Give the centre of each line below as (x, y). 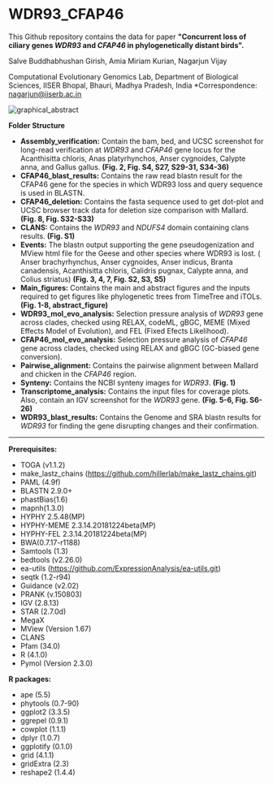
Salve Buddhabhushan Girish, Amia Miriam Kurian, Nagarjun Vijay (118, 61)
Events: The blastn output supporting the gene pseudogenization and (137, 244)
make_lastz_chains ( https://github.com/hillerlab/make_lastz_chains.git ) (139, 473)
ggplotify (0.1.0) (46, 746)
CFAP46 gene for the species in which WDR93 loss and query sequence (141, 184)
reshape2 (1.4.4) (48, 772)
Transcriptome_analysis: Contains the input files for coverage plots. (135, 391)
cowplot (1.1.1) (43, 729)
